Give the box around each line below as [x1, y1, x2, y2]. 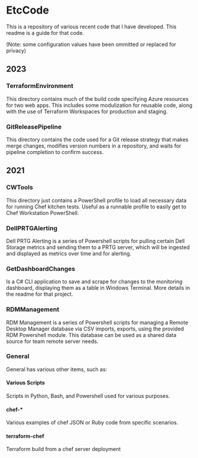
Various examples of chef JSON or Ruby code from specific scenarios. [6, 419, 178, 426]
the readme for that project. [6, 290, 73, 298]
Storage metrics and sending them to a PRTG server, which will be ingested [6, 243, 190, 251]
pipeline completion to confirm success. [6, 148, 104, 155]
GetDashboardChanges [6, 264, 76, 273]
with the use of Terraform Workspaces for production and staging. [6, 107, 168, 115]
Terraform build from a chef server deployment [6, 446, 121, 453]
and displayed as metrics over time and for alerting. [6, 250, 132, 257]
